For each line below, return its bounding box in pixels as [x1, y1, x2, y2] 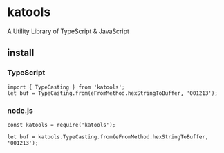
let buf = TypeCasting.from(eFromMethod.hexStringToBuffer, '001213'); [7, 89, 218, 97]
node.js [7, 105, 33, 115]
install [7, 47, 35, 59]
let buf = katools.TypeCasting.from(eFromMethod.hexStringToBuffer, [7, 133, 209, 141]
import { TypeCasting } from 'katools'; [7, 84, 126, 91]
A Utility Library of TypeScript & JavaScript [7, 27, 130, 35]
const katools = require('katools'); [7, 121, 116, 128]
